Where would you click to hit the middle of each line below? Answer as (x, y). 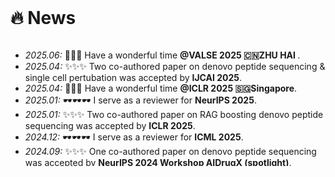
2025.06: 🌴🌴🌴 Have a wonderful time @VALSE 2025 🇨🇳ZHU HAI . (162, 55)
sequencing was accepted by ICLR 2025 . (110, 125)
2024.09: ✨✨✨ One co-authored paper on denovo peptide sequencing (170, 151)
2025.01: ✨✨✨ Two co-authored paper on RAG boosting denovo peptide (174, 114)
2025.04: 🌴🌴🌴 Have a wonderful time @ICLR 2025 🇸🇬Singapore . (161, 88)
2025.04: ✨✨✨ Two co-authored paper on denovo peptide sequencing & (175, 66)
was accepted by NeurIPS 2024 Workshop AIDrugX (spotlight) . (158, 162)
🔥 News (43, 18)
